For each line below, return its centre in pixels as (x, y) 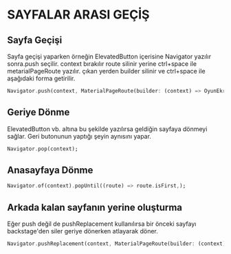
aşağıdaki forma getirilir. (41, 78)
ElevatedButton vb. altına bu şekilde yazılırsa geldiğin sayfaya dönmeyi (107, 129)
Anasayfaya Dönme (50, 170)
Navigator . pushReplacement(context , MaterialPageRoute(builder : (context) (117, 244)
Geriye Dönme (38, 112)
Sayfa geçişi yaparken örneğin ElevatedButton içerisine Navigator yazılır (109, 56)
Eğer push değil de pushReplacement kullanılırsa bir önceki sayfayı (102, 224)
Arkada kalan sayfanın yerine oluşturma (95, 207)
